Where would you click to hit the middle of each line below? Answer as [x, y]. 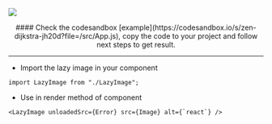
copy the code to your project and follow [190, 36]
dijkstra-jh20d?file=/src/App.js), [68, 36]
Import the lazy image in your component [89, 68]
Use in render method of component [81, 97]
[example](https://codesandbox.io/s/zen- [187, 27]
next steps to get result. [136, 45]
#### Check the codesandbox [66, 27]
